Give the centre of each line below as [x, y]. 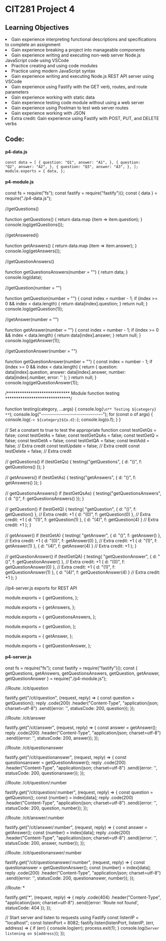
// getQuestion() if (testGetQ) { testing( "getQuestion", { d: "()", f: [71, 509]
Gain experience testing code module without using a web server [78, 102]
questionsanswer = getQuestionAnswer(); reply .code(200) [66, 763]
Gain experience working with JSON [49, 113]
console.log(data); [24, 277]
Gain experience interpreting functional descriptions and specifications [84, 39]
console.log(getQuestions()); [34, 225]
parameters [17, 92]
